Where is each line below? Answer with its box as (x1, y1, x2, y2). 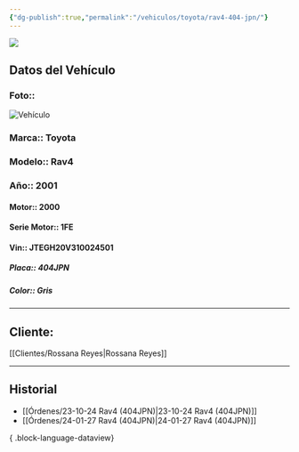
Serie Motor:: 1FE (9, 222, 74, 232)
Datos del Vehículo (9, 63, 116, 78)
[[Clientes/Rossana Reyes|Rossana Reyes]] (9, 348, 167, 359)
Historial (9, 382, 58, 397)
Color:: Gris (9, 285, 53, 295)
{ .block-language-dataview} (9, 432, 115, 443)
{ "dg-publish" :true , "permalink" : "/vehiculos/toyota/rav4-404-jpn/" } (9, 12, 269, 22)
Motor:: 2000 (9, 201, 61, 212)
